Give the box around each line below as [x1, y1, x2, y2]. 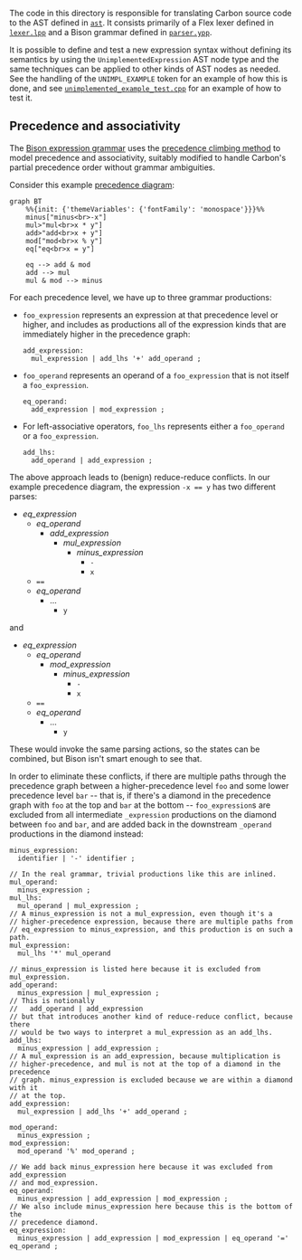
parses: [9, 490, 38, 501]
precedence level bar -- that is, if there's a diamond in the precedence [9, 790, 271, 801]
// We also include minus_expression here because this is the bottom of [9, 1202, 294, 1211]
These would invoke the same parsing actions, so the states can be [9, 744, 260, 754]
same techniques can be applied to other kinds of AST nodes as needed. [9, 63, 281, 74]
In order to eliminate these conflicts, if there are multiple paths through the [9, 771, 287, 782]
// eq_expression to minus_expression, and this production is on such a [9, 924, 294, 934]
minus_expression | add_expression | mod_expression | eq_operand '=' [17, 1234, 289, 1243]
